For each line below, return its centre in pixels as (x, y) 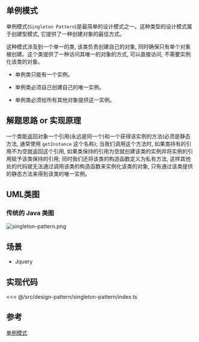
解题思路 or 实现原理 (44, 121)
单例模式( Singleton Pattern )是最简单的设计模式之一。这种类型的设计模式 (97, 26)
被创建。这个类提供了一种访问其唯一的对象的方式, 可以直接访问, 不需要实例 (98, 54)
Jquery (24, 262)
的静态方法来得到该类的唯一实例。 (48, 173)
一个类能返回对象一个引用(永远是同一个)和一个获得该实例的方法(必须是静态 (98, 136)
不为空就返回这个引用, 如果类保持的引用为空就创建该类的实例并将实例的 (99, 151)
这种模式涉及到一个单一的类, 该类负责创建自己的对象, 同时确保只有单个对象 (98, 46)
